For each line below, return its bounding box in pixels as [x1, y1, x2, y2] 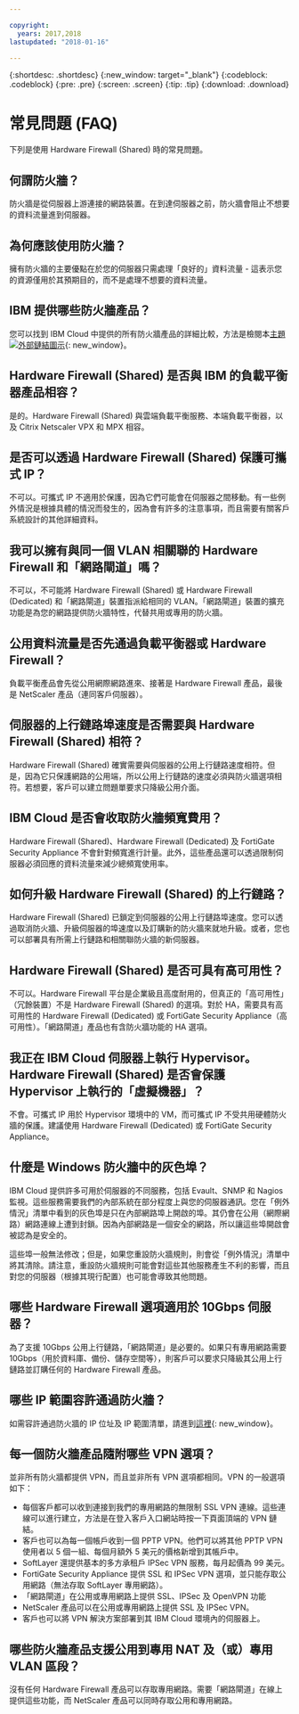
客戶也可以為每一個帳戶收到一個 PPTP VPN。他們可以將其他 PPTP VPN [21, 1535, 283, 1546]
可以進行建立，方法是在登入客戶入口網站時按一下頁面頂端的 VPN [29, 1513, 267, 1524]
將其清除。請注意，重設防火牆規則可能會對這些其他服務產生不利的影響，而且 [9, 1259, 290, 1270]
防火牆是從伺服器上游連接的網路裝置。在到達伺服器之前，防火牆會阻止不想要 [9, 198, 290, 209]
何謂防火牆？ [9, 173, 80, 188]
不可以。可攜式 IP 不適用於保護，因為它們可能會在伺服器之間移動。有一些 [9, 492, 279, 503]
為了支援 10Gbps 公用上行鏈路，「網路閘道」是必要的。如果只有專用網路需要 [9, 1341, 287, 1352]
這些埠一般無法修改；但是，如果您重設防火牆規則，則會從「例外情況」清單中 [9, 1249, 290, 1259]
